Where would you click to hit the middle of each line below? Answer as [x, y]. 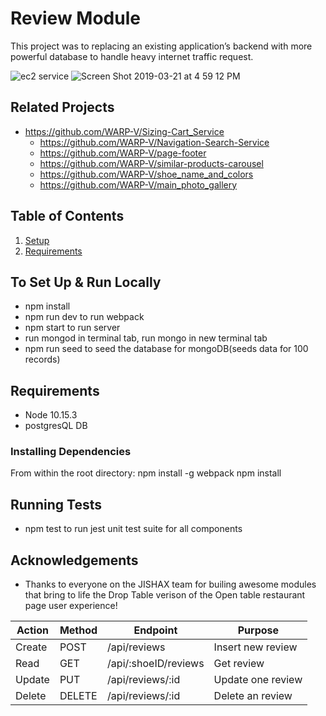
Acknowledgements [74, 560]
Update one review [258, 680]
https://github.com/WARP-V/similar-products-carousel [151, 163]
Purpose [258, 630]
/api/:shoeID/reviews [156, 664]
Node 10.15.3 [51, 415]
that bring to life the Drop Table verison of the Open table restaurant [165, 595]
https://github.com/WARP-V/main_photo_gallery [138, 184]
